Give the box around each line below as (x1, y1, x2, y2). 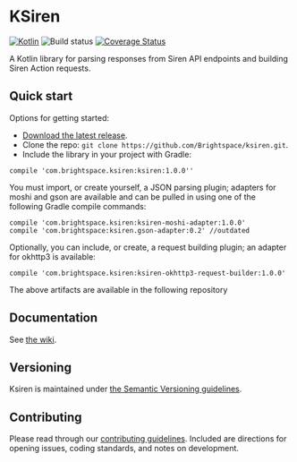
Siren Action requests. (9, 63, 91, 73)
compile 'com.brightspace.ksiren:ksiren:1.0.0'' (9, 166, 194, 175)
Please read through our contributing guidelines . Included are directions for (9, 433, 287, 444)
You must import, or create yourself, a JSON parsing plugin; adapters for (9, 182, 276, 192)
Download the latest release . (21, 130, 128, 141)
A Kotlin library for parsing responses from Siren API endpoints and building (9, 53, 289, 64)
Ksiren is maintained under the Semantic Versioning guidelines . (9, 383, 242, 395)
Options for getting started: (9, 112, 110, 123)
